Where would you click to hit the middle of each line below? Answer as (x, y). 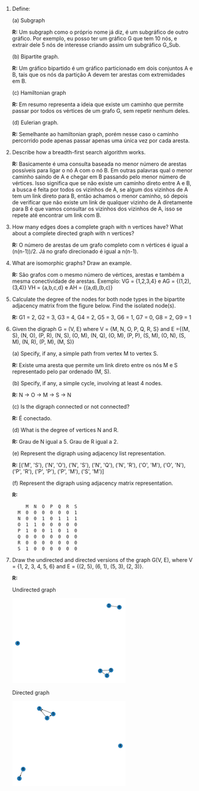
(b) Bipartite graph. (36, 56)
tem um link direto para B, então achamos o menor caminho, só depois (100, 196)
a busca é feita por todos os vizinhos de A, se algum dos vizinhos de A (100, 190)
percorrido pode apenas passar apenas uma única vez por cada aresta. (101, 140)
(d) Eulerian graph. (35, 122)
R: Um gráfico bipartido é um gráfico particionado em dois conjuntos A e (102, 68)
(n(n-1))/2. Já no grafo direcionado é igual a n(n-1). (75, 251)
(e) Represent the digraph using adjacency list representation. (89, 453)
